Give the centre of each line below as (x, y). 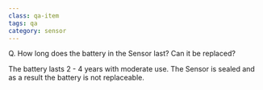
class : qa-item (34, 16)
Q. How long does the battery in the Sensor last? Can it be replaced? (122, 54)
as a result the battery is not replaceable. (77, 78)
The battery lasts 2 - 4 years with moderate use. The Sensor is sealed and (132, 69)
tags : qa (23, 23)
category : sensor (38, 31)
